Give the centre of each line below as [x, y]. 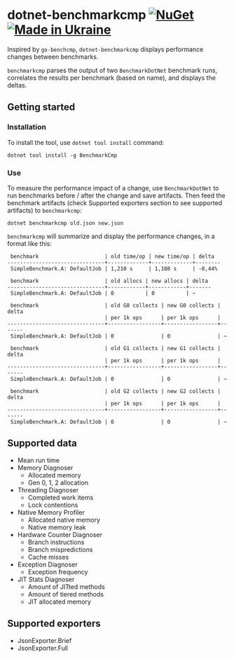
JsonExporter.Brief [44, 640]
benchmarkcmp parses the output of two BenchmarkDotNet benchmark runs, [112, 70]
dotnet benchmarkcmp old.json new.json [66, 223]
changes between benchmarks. [53, 57]
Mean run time [38, 460]
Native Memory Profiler [51, 512]
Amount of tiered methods [66, 594]
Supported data [42, 444]
